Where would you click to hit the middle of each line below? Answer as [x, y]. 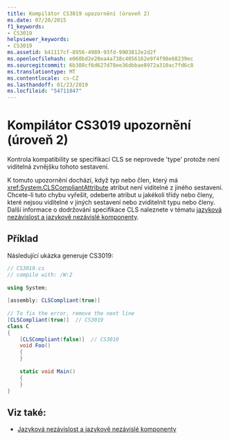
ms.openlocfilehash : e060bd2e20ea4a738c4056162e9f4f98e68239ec [100, 59]
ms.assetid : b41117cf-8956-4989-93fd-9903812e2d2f [82, 53]
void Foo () [35, 346]
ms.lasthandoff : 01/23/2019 [48, 85]
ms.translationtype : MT [42, 71]
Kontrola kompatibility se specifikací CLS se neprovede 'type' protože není [114, 160]
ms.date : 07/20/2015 [37, 20]
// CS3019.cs [26, 268]
